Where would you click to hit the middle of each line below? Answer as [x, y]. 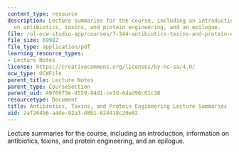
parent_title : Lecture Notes [51, 80]
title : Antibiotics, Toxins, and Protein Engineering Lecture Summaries [117, 107]
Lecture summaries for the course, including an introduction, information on [118, 133]
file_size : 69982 [33, 40]
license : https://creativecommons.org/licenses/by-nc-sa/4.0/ [101, 67]
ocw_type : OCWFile [34, 73]
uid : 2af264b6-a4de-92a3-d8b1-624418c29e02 [73, 113]
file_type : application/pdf [49, 47]
